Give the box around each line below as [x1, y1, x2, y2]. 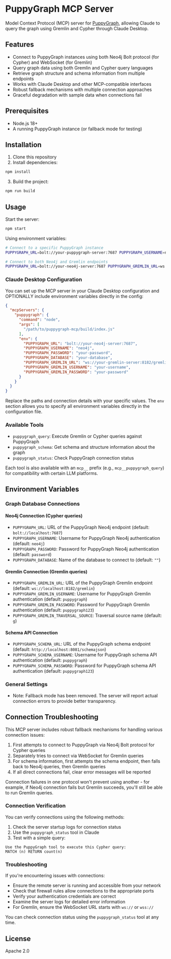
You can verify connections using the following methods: [5, 814, 125, 820]
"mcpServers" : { [10, 308, 44, 313]
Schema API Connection [5, 629, 58, 635]
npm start [5, 226, 26, 231]
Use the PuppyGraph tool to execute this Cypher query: [5, 844, 126, 850]
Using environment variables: [5, 235, 67, 241]
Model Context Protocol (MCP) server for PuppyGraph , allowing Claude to [5, 20, 160, 26]
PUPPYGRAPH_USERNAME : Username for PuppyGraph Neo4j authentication [12, 535, 160, 541]
